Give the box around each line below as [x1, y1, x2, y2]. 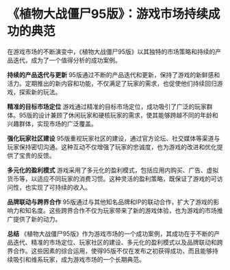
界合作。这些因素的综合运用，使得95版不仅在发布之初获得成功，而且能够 [7, 247, 212, 255]
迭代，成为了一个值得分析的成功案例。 [12, 56, 121, 64]
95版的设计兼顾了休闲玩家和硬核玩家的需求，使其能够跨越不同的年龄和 [18, 111, 218, 119]
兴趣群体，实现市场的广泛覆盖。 [7, 120, 97, 128]
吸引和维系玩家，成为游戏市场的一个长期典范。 [12, 255, 145, 263]
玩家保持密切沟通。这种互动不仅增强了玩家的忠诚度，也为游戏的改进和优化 [7, 142, 217, 151]
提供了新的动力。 [12, 214, 62, 223]
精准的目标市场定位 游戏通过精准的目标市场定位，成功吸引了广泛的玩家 [7, 102, 207, 111]
